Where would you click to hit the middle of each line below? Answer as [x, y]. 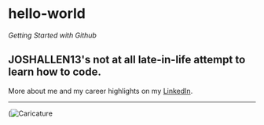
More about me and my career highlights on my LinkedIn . [101, 91]
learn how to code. [55, 72]
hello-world [47, 14]
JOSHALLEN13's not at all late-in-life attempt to [127, 60]
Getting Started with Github [52, 35]
